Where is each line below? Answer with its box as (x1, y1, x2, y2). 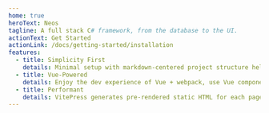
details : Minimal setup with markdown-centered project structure (22, 64, 249, 72)
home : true (8, 11, 45, 20)
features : (8, 49, 42, 56)
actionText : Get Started (8, 33, 91, 42)
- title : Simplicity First (15, 56, 106, 64)
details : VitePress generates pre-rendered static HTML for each (22, 93, 246, 101)
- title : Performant (15, 85, 84, 94)
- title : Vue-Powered (15, 71, 88, 79)
